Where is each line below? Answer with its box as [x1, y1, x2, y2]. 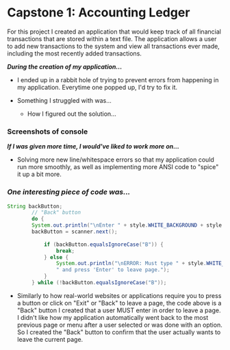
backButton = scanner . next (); [31, 228, 118, 236]
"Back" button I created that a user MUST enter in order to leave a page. [16, 306, 221, 314]
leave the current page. [16, 335, 84, 343]
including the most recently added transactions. [7, 49, 142, 58]
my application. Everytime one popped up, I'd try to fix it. [16, 83, 178, 91]
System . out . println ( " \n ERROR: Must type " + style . [55, 260, 207, 267]
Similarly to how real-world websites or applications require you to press [16, 291, 222, 299]
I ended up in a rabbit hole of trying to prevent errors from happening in [16, 75, 219, 84]
